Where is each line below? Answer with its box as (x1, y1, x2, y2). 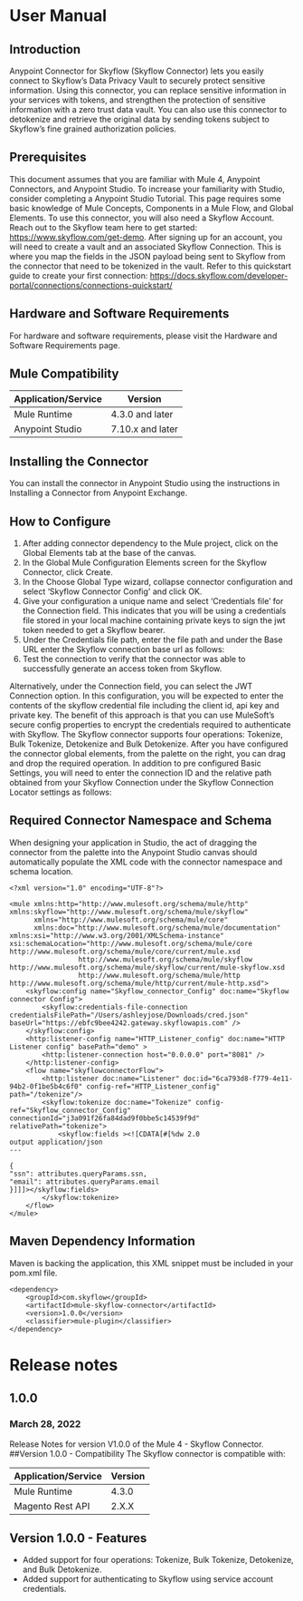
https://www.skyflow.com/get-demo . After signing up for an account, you (9, 231, 283, 242)
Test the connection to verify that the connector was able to (22, 654, 246, 665)
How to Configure (9, 513, 111, 529)
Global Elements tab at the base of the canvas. (22, 548, 197, 559)
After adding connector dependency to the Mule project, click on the (22, 538, 279, 549)
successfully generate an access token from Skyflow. (22, 663, 223, 674)
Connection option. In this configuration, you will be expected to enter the (9, 690, 284, 701)
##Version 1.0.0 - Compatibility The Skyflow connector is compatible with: (9, 1448, 287, 1459)
